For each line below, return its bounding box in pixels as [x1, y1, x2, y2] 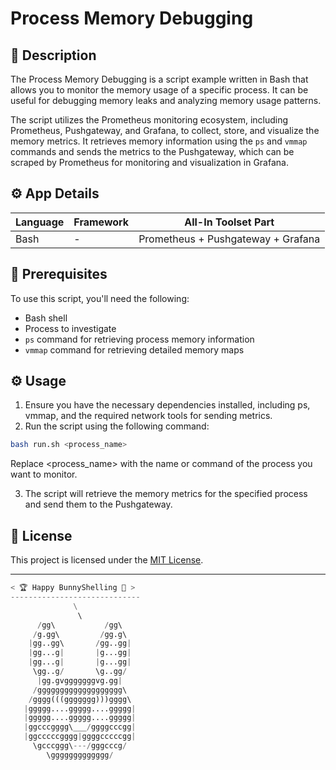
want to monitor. [10, 468, 78, 481]
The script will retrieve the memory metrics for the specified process [24, 488, 308, 500]
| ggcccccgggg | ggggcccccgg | [23, 732, 137, 742]
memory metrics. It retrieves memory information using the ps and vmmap [10, 135, 308, 147]
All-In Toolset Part [184, 215, 275, 229]
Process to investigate [24, 322, 117, 334]
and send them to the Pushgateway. [24, 498, 173, 511]
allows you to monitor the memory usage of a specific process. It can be [10, 84, 309, 96]
